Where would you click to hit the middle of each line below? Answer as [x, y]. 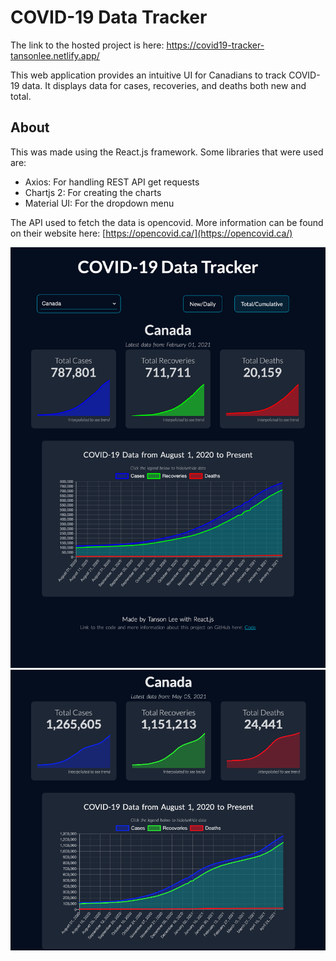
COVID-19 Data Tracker [109, 17]
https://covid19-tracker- [215, 45]
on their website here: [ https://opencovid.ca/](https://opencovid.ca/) [151, 233]
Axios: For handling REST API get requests [112, 182]
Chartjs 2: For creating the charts [93, 192]
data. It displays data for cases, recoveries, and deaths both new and [164, 85]
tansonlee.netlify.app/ [55, 55]
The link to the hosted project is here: [87, 45]
